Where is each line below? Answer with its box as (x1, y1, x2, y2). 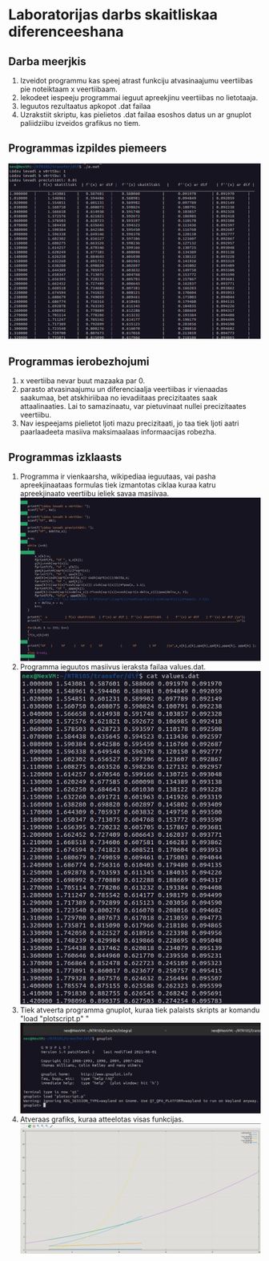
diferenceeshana (8, 22, 124, 41)
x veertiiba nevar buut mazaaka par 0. (19, 376, 146, 386)
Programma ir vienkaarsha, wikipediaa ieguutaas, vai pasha (19, 471, 216, 482)
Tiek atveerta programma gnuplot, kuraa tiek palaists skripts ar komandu (19, 1005, 260, 1015)
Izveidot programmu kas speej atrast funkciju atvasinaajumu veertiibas (19, 76, 254, 85)
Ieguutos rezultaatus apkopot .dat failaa (19, 102, 151, 111)
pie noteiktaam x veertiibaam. (19, 84, 118, 94)
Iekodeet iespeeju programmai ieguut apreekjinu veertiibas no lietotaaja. (19, 93, 259, 102)
